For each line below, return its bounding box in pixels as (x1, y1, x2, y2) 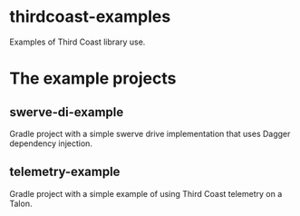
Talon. (9, 198, 33, 209)
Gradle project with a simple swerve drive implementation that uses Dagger (9, 128, 291, 139)
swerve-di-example (9, 104, 124, 120)
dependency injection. (9, 138, 93, 149)
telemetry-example (9, 164, 121, 180)
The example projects (9, 68, 177, 89)
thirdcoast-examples (9, 6, 171, 27)
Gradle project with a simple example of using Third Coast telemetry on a (9, 188, 283, 199)
